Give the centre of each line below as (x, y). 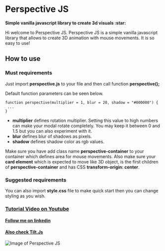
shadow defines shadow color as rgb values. (58, 141)
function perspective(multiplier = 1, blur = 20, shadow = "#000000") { (82, 102)
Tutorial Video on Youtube (37, 209)
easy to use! (18, 43)
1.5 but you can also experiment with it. (52, 131)
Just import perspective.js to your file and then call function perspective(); (82, 84)
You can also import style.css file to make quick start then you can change (82, 190)
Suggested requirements (36, 180)
